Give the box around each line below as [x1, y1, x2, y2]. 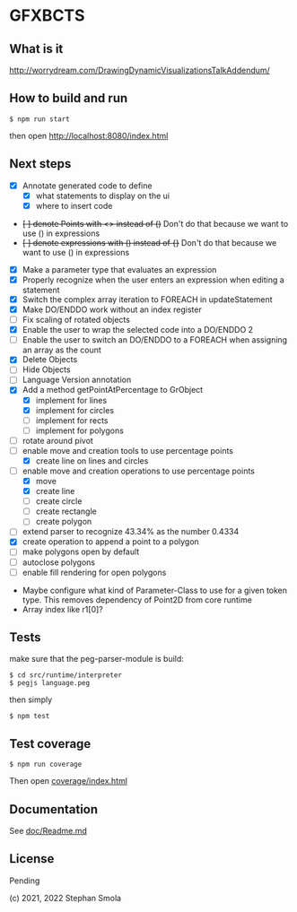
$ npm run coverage [9, 760, 83, 769]
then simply [9, 694, 53, 705]
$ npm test [9, 712, 50, 721]
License [9, 851, 55, 866]
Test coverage [9, 736, 92, 751]
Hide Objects [22, 364, 71, 375]
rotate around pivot [22, 435, 94, 446]
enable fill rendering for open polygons [22, 567, 167, 578]
